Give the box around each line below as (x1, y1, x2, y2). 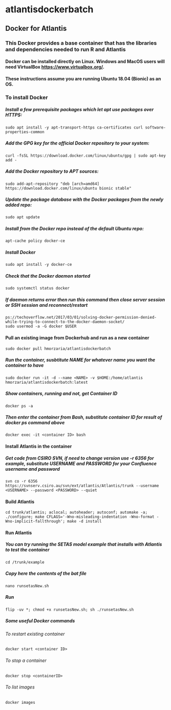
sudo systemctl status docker (5, 286, 70, 291)
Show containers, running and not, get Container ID (5, 390, 118, 396)
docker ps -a (5, 403, 33, 408)
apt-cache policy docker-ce (5, 238, 66, 244)
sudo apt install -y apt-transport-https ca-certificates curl (5, 124, 143, 130)
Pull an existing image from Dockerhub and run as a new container (5, 335, 149, 341)
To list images (5, 684, 35, 690)
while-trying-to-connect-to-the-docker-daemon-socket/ (5, 319, 125, 325)
